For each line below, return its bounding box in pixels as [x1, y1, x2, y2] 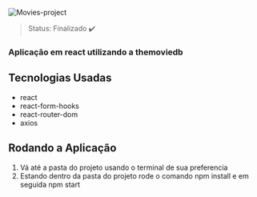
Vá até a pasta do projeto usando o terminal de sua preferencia [19, 163, 228, 172]
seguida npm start [19, 179, 80, 189]
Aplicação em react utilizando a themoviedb [8, 46, 183, 58]
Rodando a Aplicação [8, 141, 117, 155]
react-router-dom [19, 109, 78, 119]
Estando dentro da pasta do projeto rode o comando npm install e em [19, 171, 250, 180]
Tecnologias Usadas [8, 71, 112, 85]
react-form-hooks [19, 101, 80, 111]
